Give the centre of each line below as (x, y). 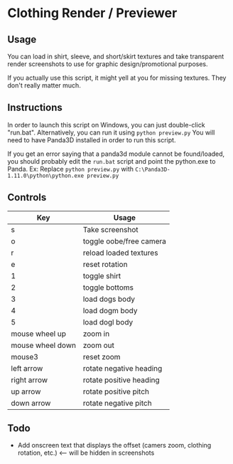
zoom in (96, 334)
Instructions (35, 108)
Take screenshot (110, 229)
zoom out (99, 345)
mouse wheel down (44, 345)
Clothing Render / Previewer (92, 13)
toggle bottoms (108, 288)
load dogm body (110, 310)
